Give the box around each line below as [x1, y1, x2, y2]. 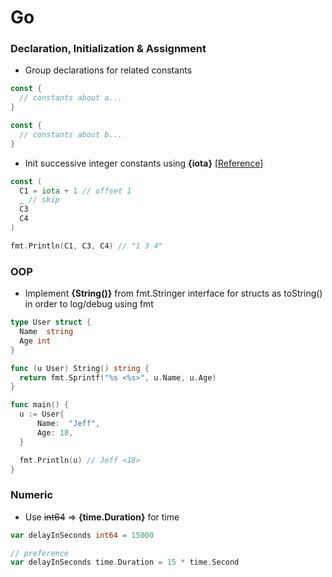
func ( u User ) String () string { [10, 363, 150, 373]
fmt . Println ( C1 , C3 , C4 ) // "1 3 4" [10, 241, 163, 251]
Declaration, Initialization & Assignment [10, 42, 207, 56]
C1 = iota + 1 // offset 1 [19, 186, 132, 196]
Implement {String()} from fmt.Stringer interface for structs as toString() [24, 287, 323, 300]
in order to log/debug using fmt [24, 298, 154, 310]
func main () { [10, 400, 70, 410]
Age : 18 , [36, 427, 74, 438]
